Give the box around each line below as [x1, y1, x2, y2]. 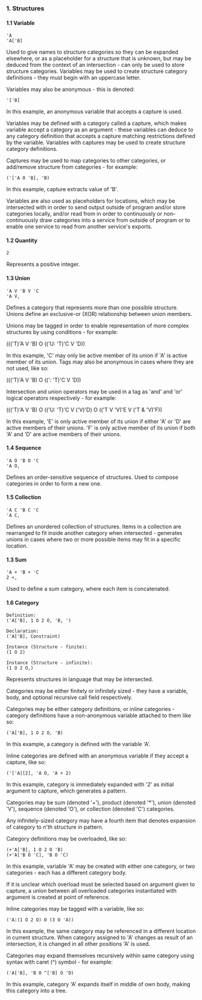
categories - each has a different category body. [6, 869, 127, 876]
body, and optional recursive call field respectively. [6, 694, 133, 701]
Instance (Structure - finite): [6, 644, 87, 650]
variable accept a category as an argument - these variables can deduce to [6, 126, 194, 133]
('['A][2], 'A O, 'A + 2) [6, 770, 71, 776]
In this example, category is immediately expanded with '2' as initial [6, 781, 174, 788]
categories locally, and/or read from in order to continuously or [6, 210, 163, 218]
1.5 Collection [6, 493, 41, 501]
